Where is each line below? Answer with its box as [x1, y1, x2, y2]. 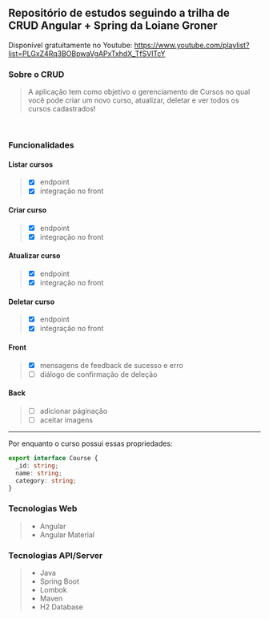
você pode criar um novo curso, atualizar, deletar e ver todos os [27, 95, 239, 105]
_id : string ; [15, 461, 59, 470]
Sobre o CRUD [8, 68, 65, 79]
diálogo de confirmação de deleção [39, 369, 158, 379]
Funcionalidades [8, 140, 74, 151]
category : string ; [15, 476, 78, 484]
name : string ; [15, 469, 62, 477]
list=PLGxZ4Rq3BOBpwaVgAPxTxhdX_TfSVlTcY [8, 48, 166, 59]
